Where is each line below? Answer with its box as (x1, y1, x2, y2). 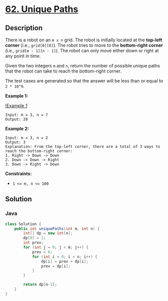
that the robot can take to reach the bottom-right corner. (5, 68, 122, 74)
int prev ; (23, 240, 44, 245)
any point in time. (5, 53, 41, 59)
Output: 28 (5, 117, 28, 122)
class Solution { (5, 221, 42, 227)
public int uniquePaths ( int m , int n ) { (14, 226, 100, 231)
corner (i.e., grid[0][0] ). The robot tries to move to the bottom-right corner (5, 42, 163, 48)
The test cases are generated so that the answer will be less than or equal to (5, 78, 163, 84)
